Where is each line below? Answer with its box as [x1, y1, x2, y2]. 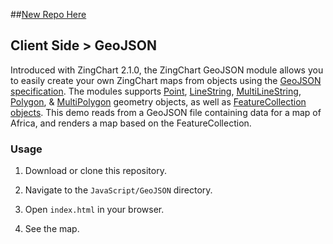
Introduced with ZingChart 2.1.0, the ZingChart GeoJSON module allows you [10, 64, 324, 76]
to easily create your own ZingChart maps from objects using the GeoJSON [10, 74, 322, 86]
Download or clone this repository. [24, 165, 167, 177]
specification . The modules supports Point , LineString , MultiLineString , [10, 85, 302, 97]
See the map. [24, 223, 80, 235]
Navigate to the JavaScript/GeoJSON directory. [24, 184, 213, 196]
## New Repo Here [10, 9, 87, 20]
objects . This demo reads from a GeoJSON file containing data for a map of [10, 106, 322, 118]
